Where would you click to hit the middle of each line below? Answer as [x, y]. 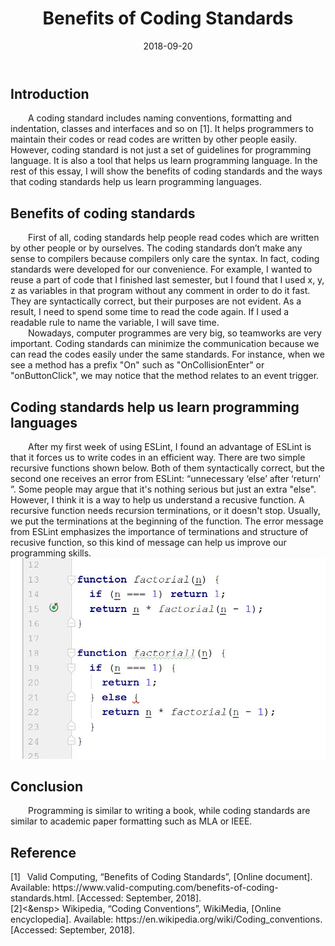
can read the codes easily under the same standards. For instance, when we [167, 354]
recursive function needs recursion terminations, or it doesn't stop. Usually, [165, 510]
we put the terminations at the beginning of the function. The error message [167, 521]
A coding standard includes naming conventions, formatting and [160, 118]
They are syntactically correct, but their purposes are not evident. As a [156, 301]
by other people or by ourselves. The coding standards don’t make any [156, 248]
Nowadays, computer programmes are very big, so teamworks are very [175, 333]
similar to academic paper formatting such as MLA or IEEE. [131, 821]
